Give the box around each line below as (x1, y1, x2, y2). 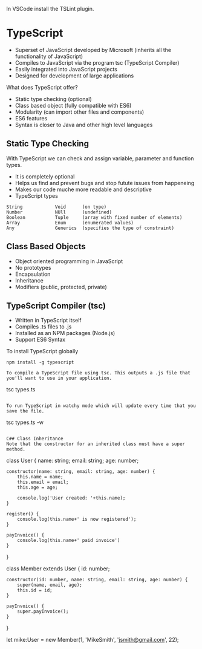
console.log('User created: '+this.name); (17, 495, 126, 501)
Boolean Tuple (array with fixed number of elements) (6, 214, 183, 220)
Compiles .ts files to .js (15, 323, 72, 330)
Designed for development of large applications (15, 72, 134, 79)
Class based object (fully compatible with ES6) (15, 102, 132, 109)
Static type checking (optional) (15, 95, 92, 102)
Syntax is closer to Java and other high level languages (15, 121, 153, 128)
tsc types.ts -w (6, 419, 44, 426)
